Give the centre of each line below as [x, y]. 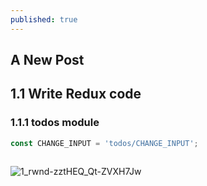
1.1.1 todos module [55, 123]
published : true [44, 19]
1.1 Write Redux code [76, 94]
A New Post [47, 60]
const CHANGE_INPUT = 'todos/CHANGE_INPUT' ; [104, 143]
